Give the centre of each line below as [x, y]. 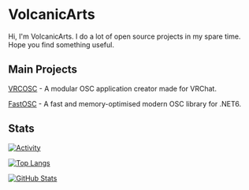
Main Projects [43, 70]
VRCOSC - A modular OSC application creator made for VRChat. [112, 88]
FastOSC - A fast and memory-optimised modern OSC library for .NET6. [125, 103]
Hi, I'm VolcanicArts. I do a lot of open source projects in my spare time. [124, 36]
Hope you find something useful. [61, 44]
